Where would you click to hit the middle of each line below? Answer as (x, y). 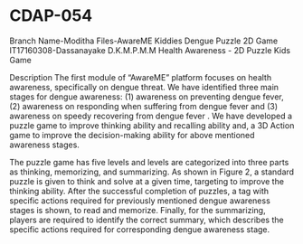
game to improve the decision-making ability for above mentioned (132, 135)
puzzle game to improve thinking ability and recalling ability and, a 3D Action (152, 125)
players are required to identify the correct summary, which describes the (147, 220)
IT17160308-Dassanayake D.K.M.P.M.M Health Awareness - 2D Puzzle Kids (150, 50)
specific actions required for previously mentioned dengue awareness (140, 201)
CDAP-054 (51, 16)
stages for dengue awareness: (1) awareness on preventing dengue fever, (147, 97)
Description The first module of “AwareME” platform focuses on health (141, 77)
